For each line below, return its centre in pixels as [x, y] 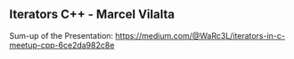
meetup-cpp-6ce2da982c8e [62, 45]
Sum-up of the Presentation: [61, 35]
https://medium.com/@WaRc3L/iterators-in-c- [200, 35]
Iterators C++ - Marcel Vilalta [92, 15]
